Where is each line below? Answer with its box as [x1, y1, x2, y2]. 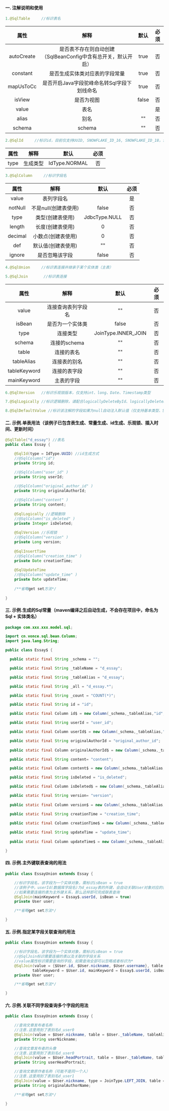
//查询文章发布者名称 [14, 1023, 53, 1028]
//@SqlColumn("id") [14, 456, 55, 461]
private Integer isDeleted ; [14, 521, 73, 526]
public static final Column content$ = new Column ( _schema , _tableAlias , [10, 766, 165, 771]
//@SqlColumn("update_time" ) [14, 572, 78, 578]
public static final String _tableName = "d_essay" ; [10, 666, 123, 671]
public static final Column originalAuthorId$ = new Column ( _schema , [10, 748, 158, 753]
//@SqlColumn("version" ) [14, 535, 69, 540]
